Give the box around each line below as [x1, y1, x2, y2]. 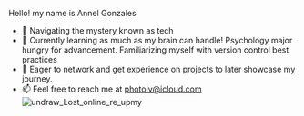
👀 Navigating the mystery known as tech [21, 25, 174, 35]
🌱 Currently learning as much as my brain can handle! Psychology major [21, 35, 293, 45]
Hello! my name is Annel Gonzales [8, 8, 137, 18]
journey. [21, 73, 53, 84]
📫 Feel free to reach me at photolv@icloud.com [21, 83, 202, 94]
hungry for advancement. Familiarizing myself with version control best [21, 44, 289, 55]
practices [21, 54, 58, 64]
